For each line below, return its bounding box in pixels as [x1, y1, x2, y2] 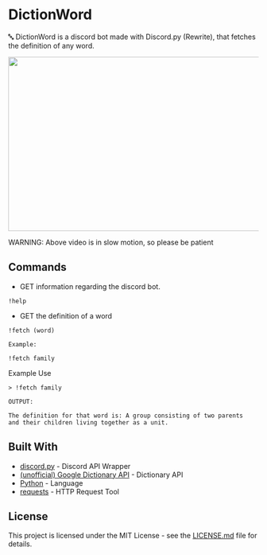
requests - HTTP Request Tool [19, 487, 119, 496]
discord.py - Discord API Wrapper [19, 461, 131, 471]
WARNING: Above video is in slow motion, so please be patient [8, 237, 214, 247]
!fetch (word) [8, 326, 56, 334]
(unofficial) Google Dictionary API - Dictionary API [19, 470, 184, 479]
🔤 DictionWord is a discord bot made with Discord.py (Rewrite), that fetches [8, 32, 256, 41]
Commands [8, 260, 68, 274]
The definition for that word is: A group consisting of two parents [8, 412, 244, 420]
